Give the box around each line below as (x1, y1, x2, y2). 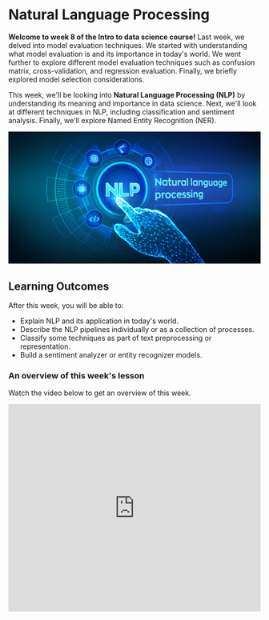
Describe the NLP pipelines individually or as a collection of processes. (19, 325, 255, 334)
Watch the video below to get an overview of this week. (8, 388, 191, 398)
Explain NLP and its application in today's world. (19, 316, 179, 326)
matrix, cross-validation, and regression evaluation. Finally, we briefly (8, 66, 238, 75)
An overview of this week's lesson (8, 370, 145, 381)
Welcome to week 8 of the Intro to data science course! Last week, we (8, 32, 246, 42)
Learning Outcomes (8, 279, 110, 293)
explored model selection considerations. (8, 74, 145, 84)
